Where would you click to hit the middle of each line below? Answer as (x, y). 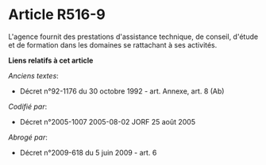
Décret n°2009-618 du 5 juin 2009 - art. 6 (88, 152)
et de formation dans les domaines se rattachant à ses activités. (113, 44)
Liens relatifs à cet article (51, 60)
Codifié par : (28, 106)
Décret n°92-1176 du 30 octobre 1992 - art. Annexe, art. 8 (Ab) (122, 91)
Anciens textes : (34, 75)
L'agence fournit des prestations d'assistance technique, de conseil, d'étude (133, 36)
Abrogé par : (28, 137)
